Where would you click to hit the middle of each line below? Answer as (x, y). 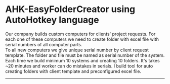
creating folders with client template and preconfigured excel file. (73, 71)
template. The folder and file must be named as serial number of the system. (85, 55)
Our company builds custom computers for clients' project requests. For (80, 34)
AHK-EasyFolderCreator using (70, 9)
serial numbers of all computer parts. (44, 44)
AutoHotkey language (52, 20)
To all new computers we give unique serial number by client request (77, 50)
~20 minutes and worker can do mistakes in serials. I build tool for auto (79, 66)
